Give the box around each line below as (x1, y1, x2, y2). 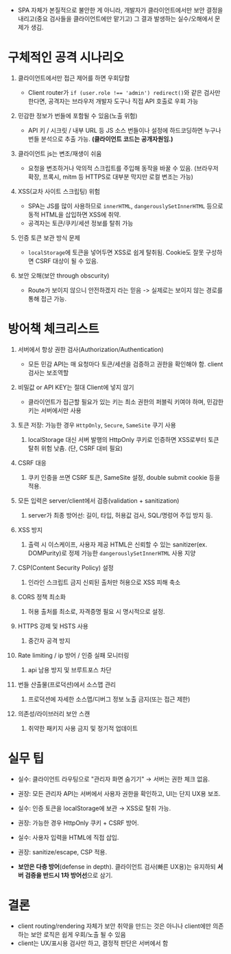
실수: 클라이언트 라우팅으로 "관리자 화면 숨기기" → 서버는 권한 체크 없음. (17, 775, 210, 783)
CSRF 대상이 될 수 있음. (35, 256, 99, 265)
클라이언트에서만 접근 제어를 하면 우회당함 (17, 74, 130, 82)
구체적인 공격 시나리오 (8, 50, 124, 65)
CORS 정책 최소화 (17, 592, 66, 601)
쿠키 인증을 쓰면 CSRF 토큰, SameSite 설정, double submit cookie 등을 (27, 473, 221, 481)
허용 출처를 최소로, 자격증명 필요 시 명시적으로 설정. (27, 607, 165, 615)
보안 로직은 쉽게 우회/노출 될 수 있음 (30, 930, 126, 938)
